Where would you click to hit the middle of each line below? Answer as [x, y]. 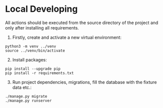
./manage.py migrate [26, 96]
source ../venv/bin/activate [35, 51]
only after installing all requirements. [42, 27]
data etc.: [22, 87]
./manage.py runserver [28, 101]
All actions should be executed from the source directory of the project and [82, 23]
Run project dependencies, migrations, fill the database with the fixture [84, 82]
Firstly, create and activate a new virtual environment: [67, 37]
